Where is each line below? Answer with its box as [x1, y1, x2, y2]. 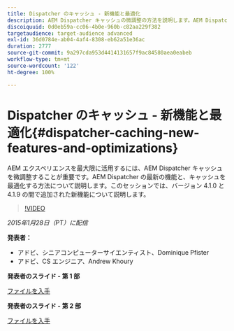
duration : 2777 [7, 43, 52, 50]
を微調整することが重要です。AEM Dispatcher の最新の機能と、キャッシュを [7, 173, 226, 181]
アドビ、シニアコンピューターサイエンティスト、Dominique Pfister [17, 248, 210, 257]
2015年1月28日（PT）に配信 [7, 218, 89, 227]
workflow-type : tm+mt [7, 56, 71, 63]
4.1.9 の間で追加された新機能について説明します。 [7, 190, 150, 199]
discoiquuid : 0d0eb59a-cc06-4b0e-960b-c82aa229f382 [7, 23, 161, 30]
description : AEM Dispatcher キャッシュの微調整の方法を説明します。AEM [7, 17, 203, 24]
